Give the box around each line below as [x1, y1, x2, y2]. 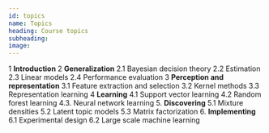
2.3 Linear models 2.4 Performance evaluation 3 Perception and [8, 73, 224, 82]
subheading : [8, 34, 49, 43]
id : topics [8, 11, 45, 20]
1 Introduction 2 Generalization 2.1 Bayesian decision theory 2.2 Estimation [8, 64, 261, 73]
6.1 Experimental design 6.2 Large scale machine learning [8, 115, 200, 125]
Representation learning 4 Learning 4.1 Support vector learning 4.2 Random [8, 89, 262, 99]
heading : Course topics [8, 27, 89, 35]
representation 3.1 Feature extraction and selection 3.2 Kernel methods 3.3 [8, 81, 259, 91]
